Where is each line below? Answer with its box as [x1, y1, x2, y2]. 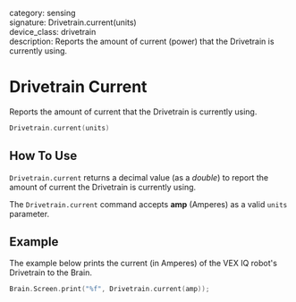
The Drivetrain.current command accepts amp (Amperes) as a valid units [9, 198, 288, 209]
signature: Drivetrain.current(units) [9, 17, 137, 28]
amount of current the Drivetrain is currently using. [9, 181, 197, 192]
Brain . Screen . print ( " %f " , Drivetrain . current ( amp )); [9, 285, 210, 294]
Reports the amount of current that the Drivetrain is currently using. [9, 106, 258, 117]
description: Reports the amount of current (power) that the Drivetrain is [9, 36, 275, 46]
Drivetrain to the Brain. [9, 267, 92, 278]
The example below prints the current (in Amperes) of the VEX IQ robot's [9, 258, 277, 269]
